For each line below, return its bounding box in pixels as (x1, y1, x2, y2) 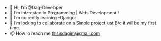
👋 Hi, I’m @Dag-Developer (9, 5, 63, 10)
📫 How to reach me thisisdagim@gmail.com (9, 30, 100, 36)
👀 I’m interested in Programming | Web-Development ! (9, 10, 119, 15)
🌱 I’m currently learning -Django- (9, 15, 77, 20)
